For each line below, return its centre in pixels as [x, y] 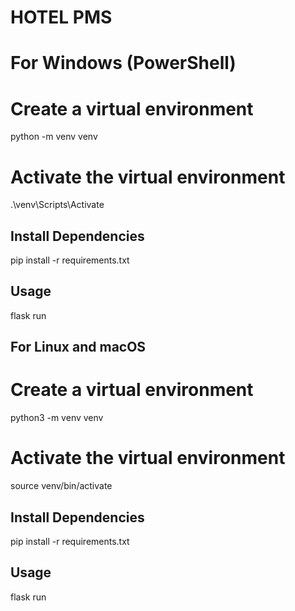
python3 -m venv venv [57, 418]
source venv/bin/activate [61, 486]
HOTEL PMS [61, 17]
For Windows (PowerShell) [123, 63]
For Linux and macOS [78, 347]
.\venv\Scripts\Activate [57, 205]
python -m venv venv [54, 137]
